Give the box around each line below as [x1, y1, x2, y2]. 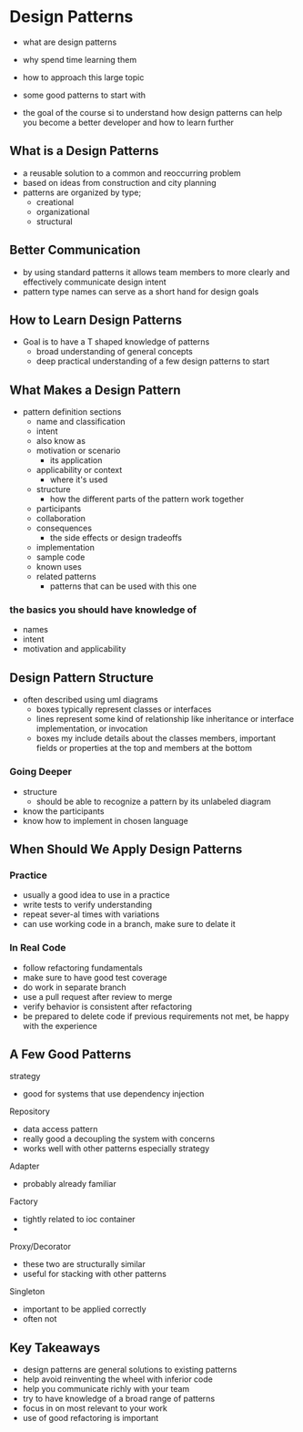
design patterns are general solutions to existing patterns [22, 1365, 237, 1375]
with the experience [22, 1020, 98, 1031]
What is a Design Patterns [9, 143, 159, 159]
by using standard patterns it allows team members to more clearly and [22, 266, 290, 277]
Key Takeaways [9, 1340, 101, 1355]
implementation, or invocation [35, 723, 148, 735]
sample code [35, 551, 86, 562]
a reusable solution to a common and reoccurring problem [22, 167, 241, 179]
